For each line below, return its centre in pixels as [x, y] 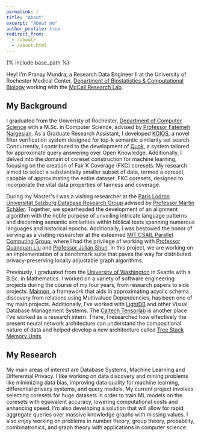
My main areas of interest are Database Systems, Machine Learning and [96, 369]
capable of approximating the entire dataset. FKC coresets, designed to [95, 178]
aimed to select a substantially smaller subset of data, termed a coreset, [96, 172]
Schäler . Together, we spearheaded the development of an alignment [92, 209]
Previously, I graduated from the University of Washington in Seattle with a [98, 272]
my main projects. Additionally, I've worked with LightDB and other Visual [97, 304]
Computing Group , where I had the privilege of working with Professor [93, 241]
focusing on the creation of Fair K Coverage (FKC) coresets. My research [97, 165]
